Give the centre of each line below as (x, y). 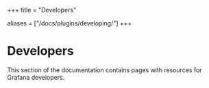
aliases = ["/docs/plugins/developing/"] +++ (70, 23)
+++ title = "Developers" (42, 10)
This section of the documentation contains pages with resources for (104, 70)
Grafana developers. (36, 77)
